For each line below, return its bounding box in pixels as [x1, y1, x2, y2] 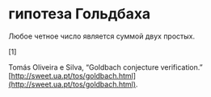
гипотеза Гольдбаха [8, 5, 151, 23]
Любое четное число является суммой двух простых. [8, 31, 196, 41]
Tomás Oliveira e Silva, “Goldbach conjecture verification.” [8, 62, 204, 72]
